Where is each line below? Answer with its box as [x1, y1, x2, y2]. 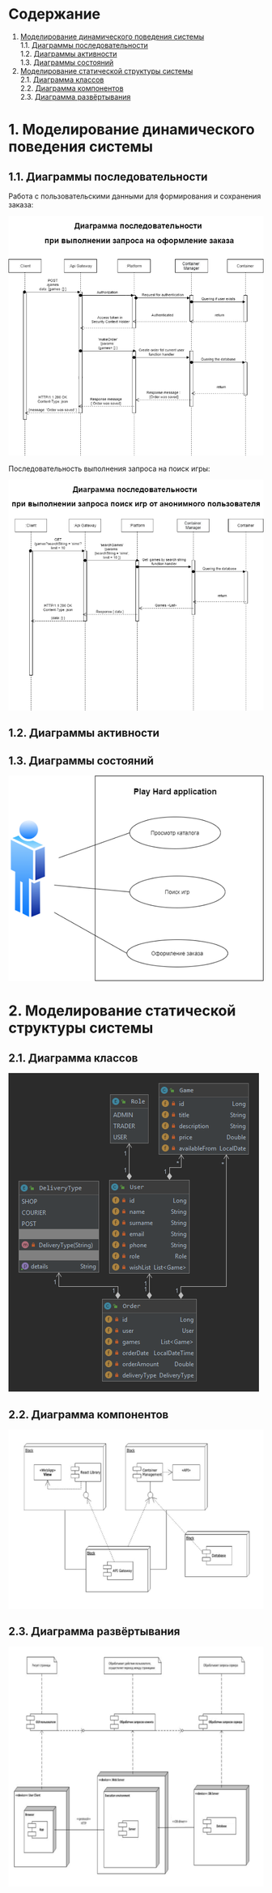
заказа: [8, 199, 34, 209]
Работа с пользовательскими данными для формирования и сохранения [8, 191, 261, 201]
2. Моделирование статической [8, 1002, 236, 1020]
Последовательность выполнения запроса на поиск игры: [8, 464, 210, 473]
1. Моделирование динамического [8, 121, 255, 139]
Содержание [8, 5, 101, 24]
